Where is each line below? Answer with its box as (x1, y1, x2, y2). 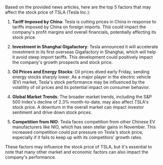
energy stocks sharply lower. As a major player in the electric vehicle (12, 74, 151, 80)
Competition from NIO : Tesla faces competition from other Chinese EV (12, 119, 156, 124)
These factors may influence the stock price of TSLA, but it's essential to (5, 144, 152, 149)
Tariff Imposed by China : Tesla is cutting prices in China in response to (12, 19, 157, 24)
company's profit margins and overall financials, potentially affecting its (12, 29, 157, 35)
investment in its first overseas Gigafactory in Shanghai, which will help (12, 49, 156, 55)
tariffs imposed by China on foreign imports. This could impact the (12, 24, 146, 30)
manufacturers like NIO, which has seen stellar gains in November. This (12, 124, 156, 130)
